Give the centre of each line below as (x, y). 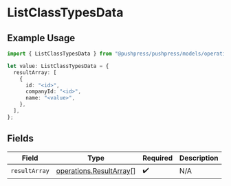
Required (157, 158)
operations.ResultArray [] (96, 171)
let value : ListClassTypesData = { (58, 66)
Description (199, 158)
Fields (21, 139)
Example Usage (41, 38)
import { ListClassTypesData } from (59, 54)
